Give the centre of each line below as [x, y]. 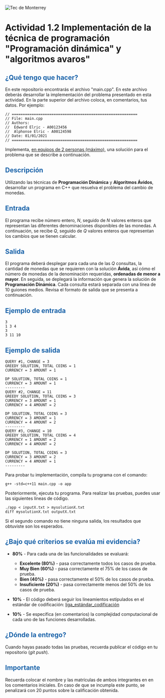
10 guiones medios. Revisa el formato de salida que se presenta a [71, 290]
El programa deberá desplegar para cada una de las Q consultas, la [73, 264]
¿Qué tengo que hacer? [42, 78]
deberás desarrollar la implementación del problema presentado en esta [78, 95]
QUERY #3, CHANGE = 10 [28, 431]
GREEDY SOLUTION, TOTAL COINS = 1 [41, 366]
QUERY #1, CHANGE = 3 [27, 362]
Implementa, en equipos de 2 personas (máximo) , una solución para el [77, 149]
